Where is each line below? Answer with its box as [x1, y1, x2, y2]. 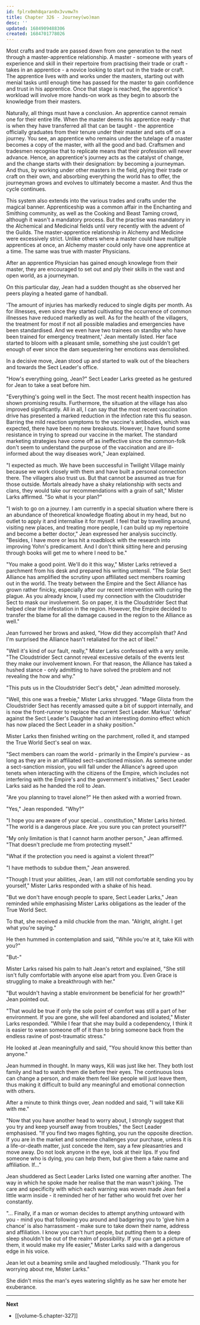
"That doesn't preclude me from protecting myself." [6, 841, 133, 849]
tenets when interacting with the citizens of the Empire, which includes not [6, 770, 189, 777]
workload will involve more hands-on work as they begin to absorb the [6, 92, 179, 99]
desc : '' [6, 20, 28, 26]
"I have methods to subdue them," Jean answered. [6, 864, 131, 871]
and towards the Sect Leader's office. [6, 364, 99, 371]
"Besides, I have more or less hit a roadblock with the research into [6, 537, 171, 544]
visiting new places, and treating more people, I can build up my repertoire [6, 524, 189, 531]
